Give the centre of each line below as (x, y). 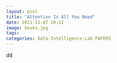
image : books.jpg (27, 28)
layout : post (22, 11)
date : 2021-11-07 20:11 (35, 22)
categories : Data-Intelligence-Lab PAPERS (58, 38)
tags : (13, 33)
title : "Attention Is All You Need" (51, 17)
